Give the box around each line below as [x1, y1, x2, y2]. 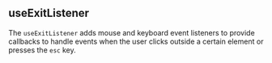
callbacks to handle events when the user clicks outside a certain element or [8, 36, 264, 46]
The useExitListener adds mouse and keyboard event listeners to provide [8, 27, 255, 37]
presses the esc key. [8, 44, 76, 55]
